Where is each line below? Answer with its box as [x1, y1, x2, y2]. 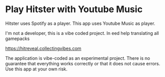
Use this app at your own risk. [5, 66, 67, 72]
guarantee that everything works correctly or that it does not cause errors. [5, 60, 160, 66]
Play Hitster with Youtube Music [5, 4, 143, 15]
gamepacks [5, 35, 30, 42]
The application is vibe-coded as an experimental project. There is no [5, 55, 150, 61]
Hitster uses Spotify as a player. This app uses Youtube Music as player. [5, 20, 155, 26]
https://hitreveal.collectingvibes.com [5, 45, 82, 51]
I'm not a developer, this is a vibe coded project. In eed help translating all [5, 30, 159, 36]
